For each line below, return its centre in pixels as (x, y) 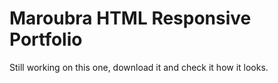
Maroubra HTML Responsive (130, 18)
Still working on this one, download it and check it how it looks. (139, 67)
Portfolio (46, 39)
